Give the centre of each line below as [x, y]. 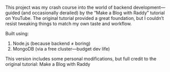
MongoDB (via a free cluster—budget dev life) [61, 49]
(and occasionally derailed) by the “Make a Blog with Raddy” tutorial [93, 13]
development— [149, 7]
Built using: [17, 33]
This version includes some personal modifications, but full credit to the [81, 59]
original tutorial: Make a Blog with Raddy [48, 64]
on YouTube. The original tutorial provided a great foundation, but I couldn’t [84, 18]
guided [13, 13]
